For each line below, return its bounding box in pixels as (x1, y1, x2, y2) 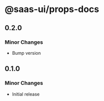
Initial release (12, 91, 40, 97)
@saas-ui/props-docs (5, 4, 99, 15)
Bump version (12, 50, 41, 56)
